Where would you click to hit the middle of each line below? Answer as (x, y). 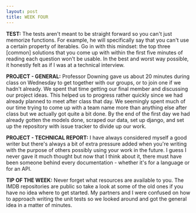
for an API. (19, 168)
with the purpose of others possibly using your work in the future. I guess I (96, 150)
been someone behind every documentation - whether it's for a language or (98, 163)
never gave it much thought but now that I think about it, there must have (94, 156)
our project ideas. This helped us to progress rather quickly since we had (94, 95)
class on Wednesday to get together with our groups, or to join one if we (94, 82)
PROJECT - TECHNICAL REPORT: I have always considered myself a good (97, 137)
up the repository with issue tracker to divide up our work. (76, 126)
